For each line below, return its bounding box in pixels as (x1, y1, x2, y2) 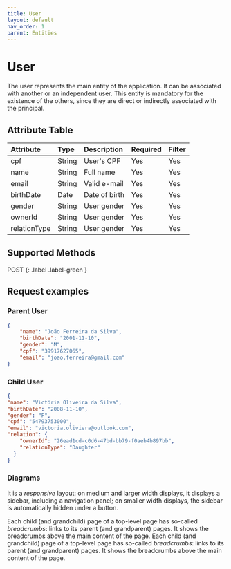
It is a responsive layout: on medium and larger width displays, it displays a (7, 489, 220, 497)
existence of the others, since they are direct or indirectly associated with (7, 97, 216, 105)
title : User (7, 10, 41, 17)
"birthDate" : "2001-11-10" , (19, 335, 100, 342)
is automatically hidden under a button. (7, 503, 119, 512)
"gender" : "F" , (7, 412, 51, 419)
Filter (168, 144, 187, 154)
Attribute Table (7, 124, 73, 136)
